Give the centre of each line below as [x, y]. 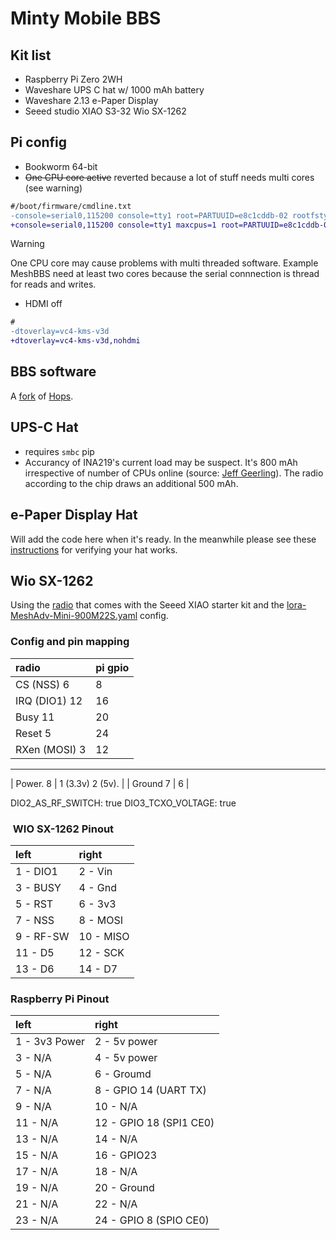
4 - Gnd [98, 887]
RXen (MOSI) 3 [51, 749]
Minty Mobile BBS [86, 18]
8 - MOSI [101, 920]
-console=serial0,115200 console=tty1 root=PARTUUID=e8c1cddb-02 [149, 215]
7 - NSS [35, 920]
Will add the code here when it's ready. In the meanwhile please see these [163, 539]
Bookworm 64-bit [61, 166]
